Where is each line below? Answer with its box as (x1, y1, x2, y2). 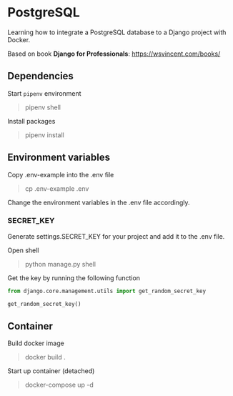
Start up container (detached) (7, 367, 95, 375)
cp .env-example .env (24, 184, 89, 193)
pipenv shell (24, 103, 61, 112)
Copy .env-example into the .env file (7, 170, 114, 179)
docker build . (24, 353, 66, 362)
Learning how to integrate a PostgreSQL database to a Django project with (7, 28, 227, 36)
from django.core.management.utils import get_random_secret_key (7, 287, 206, 294)
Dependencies (7, 70, 74, 82)
